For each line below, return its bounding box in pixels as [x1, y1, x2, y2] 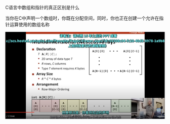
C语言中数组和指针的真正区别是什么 [5, 5, 80, 10]
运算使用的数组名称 [9, 22, 50, 27]
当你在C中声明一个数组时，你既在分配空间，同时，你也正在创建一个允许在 [5, 15, 159, 21]
